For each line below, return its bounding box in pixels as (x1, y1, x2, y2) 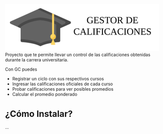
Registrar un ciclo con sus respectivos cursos (12, 76, 104, 81)
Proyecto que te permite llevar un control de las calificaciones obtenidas (5, 52, 150, 57)
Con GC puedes (5, 66, 38, 72)
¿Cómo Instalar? (5, 108, 73, 119)
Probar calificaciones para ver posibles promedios (12, 86, 114, 92)
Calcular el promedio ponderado (12, 91, 78, 97)
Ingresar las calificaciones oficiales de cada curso (12, 81, 113, 87)
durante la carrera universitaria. (5, 57, 68, 62)
